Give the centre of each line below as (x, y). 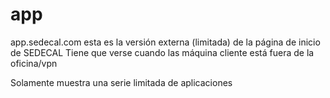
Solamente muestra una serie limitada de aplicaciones (121, 82)
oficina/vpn (34, 63)
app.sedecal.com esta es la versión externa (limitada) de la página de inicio (165, 42)
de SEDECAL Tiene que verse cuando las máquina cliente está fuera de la (162, 52)
